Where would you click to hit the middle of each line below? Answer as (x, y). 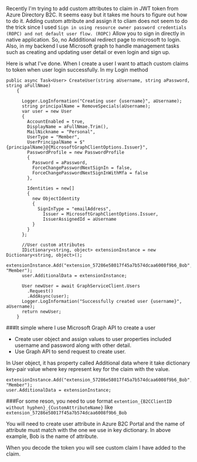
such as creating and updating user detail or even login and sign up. (88, 52)
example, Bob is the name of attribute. (52, 436)
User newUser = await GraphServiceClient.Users (81, 286)
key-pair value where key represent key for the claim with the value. (88, 369)
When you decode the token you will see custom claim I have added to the (96, 448)
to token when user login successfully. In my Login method (77, 70)
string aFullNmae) (28, 86)
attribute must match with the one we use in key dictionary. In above (89, 430)
